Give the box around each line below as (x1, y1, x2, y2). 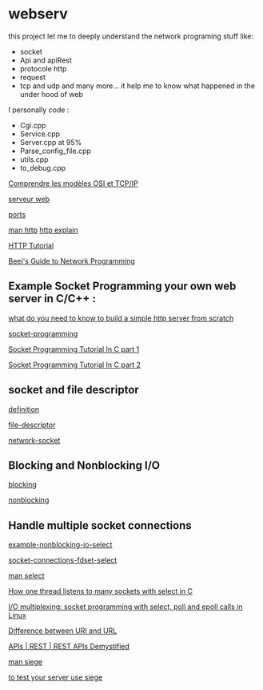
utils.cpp (19, 154, 50, 164)
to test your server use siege (8, 672, 103, 682)
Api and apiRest (19, 55, 72, 65)
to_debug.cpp (19, 163, 66, 172)
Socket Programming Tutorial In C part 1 (8, 344, 140, 353)
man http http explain (8, 225, 78, 235)
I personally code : (8, 105, 70, 115)
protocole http (19, 63, 67, 73)
